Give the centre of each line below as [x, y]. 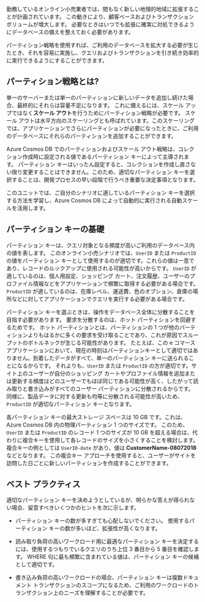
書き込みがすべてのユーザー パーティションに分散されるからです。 [110, 388]
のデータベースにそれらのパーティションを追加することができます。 [91, 136]
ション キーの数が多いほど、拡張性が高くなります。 [96, 528]
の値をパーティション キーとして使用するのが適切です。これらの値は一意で [100, 260]
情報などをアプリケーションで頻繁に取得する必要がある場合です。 [116, 284]
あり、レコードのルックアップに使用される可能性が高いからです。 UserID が [102, 268]
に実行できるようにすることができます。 [57, 60]
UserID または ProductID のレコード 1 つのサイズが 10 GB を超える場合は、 [99, 432]
